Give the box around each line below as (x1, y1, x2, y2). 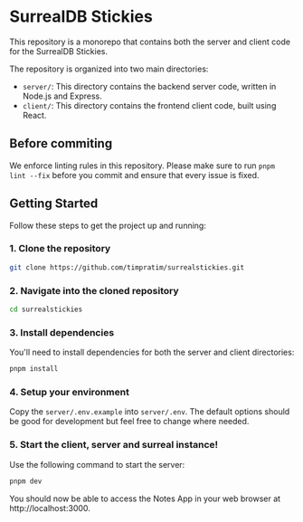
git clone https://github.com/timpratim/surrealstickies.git (9, 262, 245, 272)
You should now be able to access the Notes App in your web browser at (9, 493, 281, 504)
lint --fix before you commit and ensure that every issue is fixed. (9, 169, 260, 180)
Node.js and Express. (22, 90, 102, 101)
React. (22, 109, 47, 120)
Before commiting (9, 136, 113, 151)
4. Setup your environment (9, 386, 129, 398)
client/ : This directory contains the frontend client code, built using (22, 100, 277, 110)
